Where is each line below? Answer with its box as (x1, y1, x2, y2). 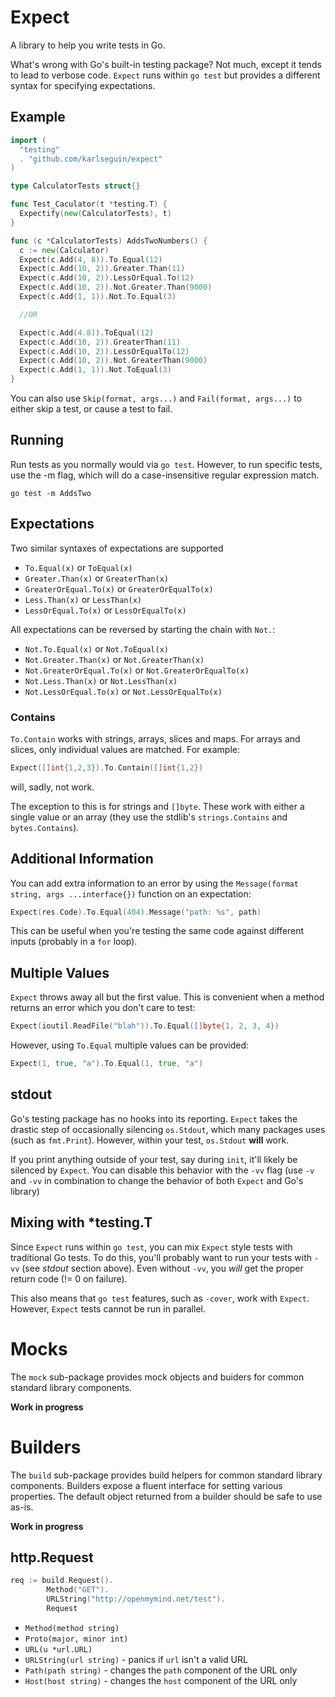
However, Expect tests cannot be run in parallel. (10, 1302, 206, 1315)
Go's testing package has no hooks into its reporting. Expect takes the (10, 1112, 298, 1125)
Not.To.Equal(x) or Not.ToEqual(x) (24, 642, 169, 655)
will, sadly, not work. (10, 781, 95, 793)
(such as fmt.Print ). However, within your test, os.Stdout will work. (10, 1134, 290, 1146)
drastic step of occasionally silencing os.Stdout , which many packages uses (10, 1123, 326, 1135)
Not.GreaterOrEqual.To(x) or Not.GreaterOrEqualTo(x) (24, 664, 250, 676)
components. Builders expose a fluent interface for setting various (10, 1479, 283, 1491)
